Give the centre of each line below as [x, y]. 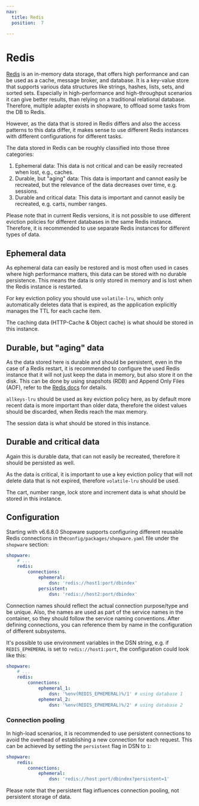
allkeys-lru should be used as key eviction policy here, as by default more [99, 399]
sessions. [27, 191]
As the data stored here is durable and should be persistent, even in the [94, 362]
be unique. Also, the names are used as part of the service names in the [95, 612]
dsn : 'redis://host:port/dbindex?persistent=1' [109, 779]
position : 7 [28, 23]
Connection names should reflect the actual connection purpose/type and [97, 605]
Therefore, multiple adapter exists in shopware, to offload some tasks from [98, 106]
